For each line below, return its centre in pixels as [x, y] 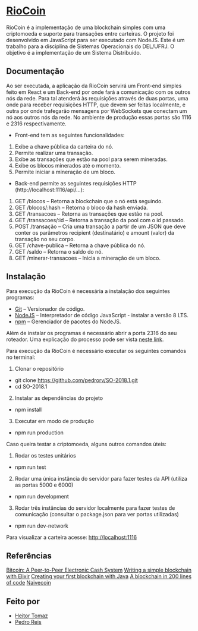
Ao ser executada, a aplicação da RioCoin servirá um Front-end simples [94, 86]
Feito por [23, 601]
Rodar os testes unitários [45, 455]
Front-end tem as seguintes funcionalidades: [70, 135]
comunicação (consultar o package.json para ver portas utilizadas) [97, 514]
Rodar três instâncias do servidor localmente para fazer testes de [95, 508]
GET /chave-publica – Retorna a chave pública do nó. [80, 245]
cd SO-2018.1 [31, 386]
